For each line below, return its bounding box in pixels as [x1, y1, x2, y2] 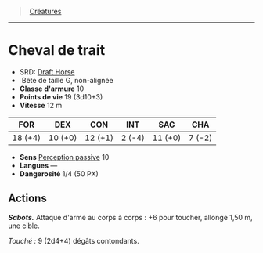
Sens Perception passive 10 [19, 152, 110, 161]
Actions [8, 192, 47, 205]
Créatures [29, 7, 62, 16]
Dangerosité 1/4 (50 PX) [19, 168, 99, 179]
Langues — [19, 161, 58, 170]
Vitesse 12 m [19, 100, 63, 110]
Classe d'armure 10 [19, 84, 85, 93]
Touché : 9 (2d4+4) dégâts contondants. [8, 236, 139, 245]
